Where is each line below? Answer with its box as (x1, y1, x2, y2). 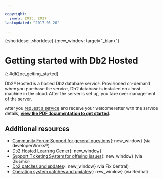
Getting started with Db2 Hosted (5, 55, 138, 66)
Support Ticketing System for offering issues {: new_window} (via (12, 153, 142, 159)
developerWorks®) (12, 143, 50, 149)
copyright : (5, 11, 27, 16)
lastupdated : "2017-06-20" (5, 20, 60, 25)
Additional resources (5, 125, 70, 133)
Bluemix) (12, 159, 30, 164)
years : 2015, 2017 (9, 16, 47, 21)
